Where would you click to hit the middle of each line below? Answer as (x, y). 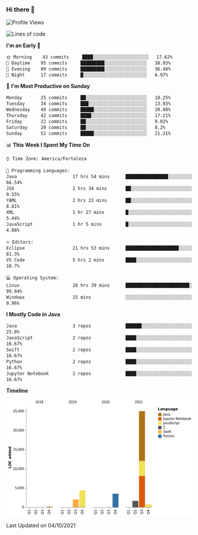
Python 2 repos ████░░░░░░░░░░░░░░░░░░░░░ (99, 362)
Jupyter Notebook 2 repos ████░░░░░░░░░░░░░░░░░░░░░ (99, 374)
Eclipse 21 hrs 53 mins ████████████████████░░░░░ (99, 248)
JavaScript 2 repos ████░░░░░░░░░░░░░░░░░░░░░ (99, 338)
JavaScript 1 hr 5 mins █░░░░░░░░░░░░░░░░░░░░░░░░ (99, 225)
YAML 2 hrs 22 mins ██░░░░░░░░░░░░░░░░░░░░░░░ (99, 201)
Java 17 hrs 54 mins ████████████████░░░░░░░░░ (99, 177)
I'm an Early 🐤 (23, 46)
